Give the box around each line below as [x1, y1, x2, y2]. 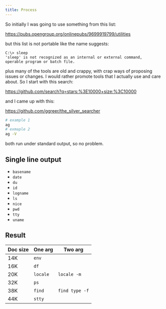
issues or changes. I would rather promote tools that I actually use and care [5, 73, 161, 79]
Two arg [63, 246, 84, 253]
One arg [33, 246, 54, 253]
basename [12, 169, 31, 174]
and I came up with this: [5, 98, 55, 104]
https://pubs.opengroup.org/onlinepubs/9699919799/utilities [5, 31, 131, 37]
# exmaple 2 [5, 127, 30, 132]
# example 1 [5, 118, 30, 123]
